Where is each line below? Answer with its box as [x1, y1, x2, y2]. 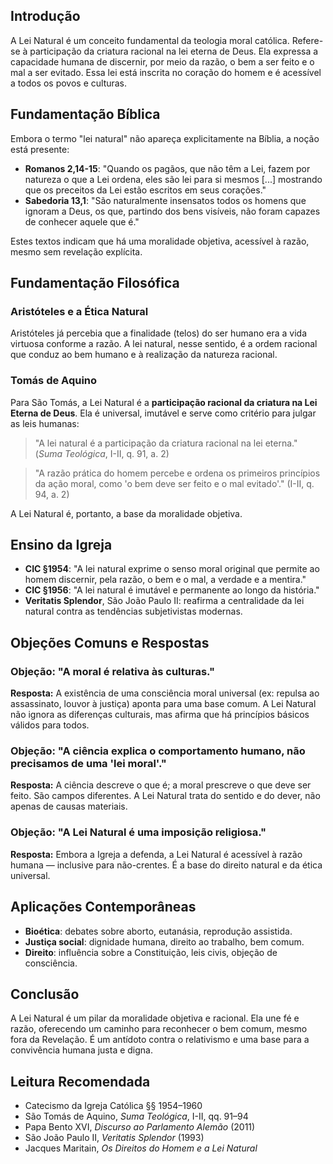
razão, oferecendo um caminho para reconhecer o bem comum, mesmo [10, 1023, 308, 1035]
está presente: [10, 143, 70, 155]
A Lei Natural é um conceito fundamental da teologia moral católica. [10, 34, 290, 46]
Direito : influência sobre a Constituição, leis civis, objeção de [24, 946, 278, 958]
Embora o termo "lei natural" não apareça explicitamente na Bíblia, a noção [10, 132, 320, 144]
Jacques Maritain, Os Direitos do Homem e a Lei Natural [24, 1142, 258, 1154]
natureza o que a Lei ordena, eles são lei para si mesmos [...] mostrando [24, 173, 323, 185]
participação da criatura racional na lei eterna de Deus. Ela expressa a [29, 45, 319, 57]
